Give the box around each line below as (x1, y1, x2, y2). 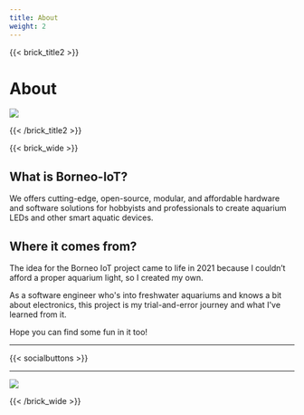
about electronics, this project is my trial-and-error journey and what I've (9, 300, 281, 311)
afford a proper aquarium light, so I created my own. (9, 273, 204, 284)
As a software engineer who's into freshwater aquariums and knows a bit (9, 290, 282, 301)
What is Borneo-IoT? (9, 169, 128, 184)
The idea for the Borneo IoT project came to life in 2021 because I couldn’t (9, 263, 286, 274)
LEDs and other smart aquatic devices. (9, 212, 154, 223)
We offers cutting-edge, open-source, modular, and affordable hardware (9, 193, 280, 204)
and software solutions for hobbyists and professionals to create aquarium (9, 203, 287, 214)
